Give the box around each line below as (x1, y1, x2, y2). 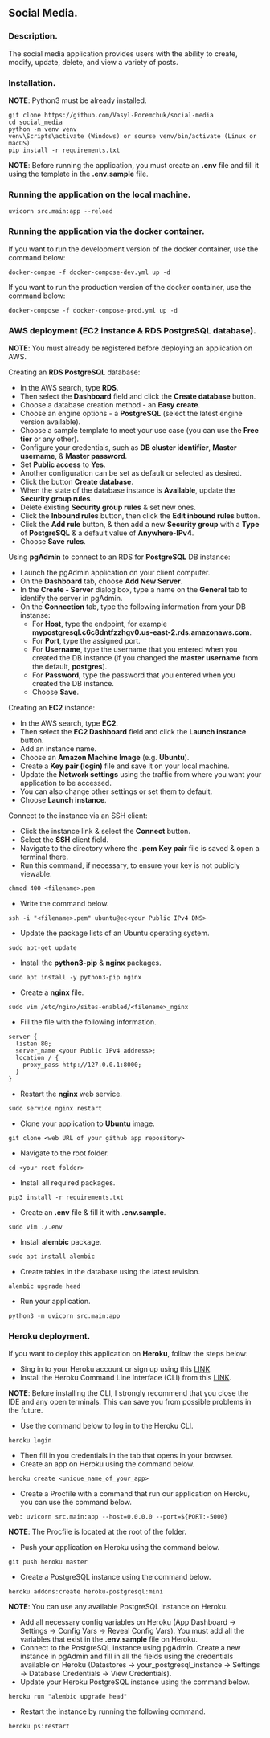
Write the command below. (19, 898, 109, 908)
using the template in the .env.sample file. (8, 169, 149, 178)
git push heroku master (8, 1558, 88, 1566)
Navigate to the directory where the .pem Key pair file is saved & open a (19, 843, 260, 853)
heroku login (8, 1437, 52, 1445)
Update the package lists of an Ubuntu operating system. (19, 928, 210, 938)
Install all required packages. (19, 1177, 116, 1188)
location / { (15, 1053, 59, 1061)
